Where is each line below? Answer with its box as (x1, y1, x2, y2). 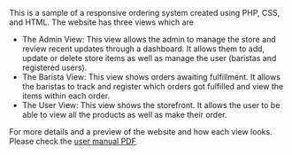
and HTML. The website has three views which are (9, 17, 195, 27)
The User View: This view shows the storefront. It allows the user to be (21, 100, 280, 110)
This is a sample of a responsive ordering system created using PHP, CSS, (9, 8, 280, 18)
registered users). (21, 62, 88, 73)
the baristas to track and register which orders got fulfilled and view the (21, 81, 284, 91)
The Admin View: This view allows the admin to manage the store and (21, 35, 276, 44)
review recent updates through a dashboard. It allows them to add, (21, 43, 265, 54)
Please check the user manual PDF (9, 136, 137, 146)
